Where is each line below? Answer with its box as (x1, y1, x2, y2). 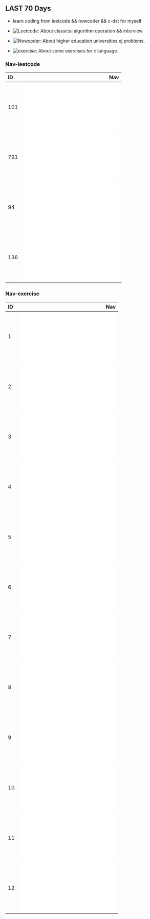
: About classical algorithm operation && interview (37, 28, 143, 34)
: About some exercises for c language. (35, 47, 119, 53)
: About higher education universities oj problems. (40, 38, 145, 44)
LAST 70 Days (5, 4, 51, 13)
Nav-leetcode (5, 60, 40, 67)
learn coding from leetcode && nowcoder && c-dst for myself (12, 17, 142, 24)
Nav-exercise (5, 290, 40, 297)
